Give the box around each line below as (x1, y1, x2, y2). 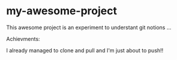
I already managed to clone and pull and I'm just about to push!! (6, 46, 164, 54)
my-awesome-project (6, 4, 117, 18)
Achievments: (6, 35, 40, 42)
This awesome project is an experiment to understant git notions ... (6, 24, 172, 31)
